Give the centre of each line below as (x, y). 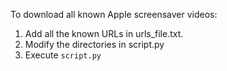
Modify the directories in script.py (94, 44)
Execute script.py (63, 55)
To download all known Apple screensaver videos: (114, 14)
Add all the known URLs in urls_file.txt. (104, 33)
